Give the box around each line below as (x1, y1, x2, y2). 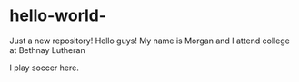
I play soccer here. (9, 62, 79, 73)
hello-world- (9, 5, 107, 26)
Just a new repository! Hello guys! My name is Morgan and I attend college (9, 35, 291, 46)
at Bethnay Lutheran (9, 44, 85, 55)
